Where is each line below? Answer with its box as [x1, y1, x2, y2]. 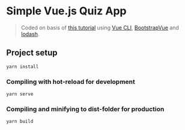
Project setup [6, 48, 58, 58]
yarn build [6, 119, 34, 125]
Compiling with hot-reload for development [6, 77, 135, 86]
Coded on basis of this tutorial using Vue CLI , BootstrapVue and [20, 24, 179, 31]
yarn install [6, 64, 39, 69]
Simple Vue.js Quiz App [6, 4, 127, 18]
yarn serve [6, 91, 34, 97]
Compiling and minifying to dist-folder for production [6, 105, 165, 113]
